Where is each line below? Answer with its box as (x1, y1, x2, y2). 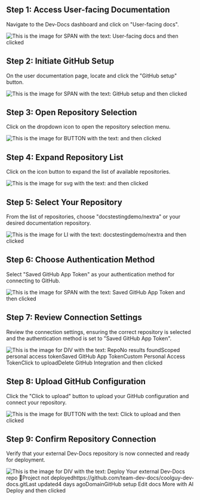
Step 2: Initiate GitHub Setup (6, 56, 115, 67)
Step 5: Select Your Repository (6, 197, 122, 207)
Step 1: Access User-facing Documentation (6, 5, 170, 15)
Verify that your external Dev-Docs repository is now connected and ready (6, 450, 190, 457)
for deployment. (6, 456, 46, 463)
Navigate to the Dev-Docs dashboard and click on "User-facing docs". (6, 20, 179, 28)
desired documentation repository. (6, 219, 91, 227)
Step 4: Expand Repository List (6, 152, 124, 162)
